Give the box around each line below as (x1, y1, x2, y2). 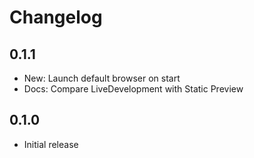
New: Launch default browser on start (23, 72, 181, 84)
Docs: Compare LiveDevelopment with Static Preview (23, 83, 244, 95)
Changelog (9, 6, 103, 29)
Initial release (23, 138, 79, 150)
